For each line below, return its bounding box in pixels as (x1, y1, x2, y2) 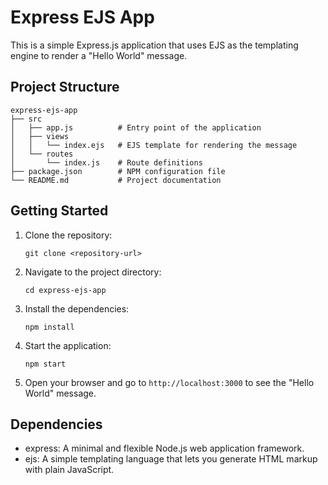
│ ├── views (10, 131, 70, 141)
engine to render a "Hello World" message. (10, 49, 188, 61)
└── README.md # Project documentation (10, 175, 222, 185)
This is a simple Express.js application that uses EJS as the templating (10, 39, 299, 51)
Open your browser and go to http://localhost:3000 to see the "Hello (24, 376, 315, 388)
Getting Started (10, 202, 109, 220)
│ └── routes (10, 149, 74, 159)
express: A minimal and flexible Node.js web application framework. (24, 442, 305, 455)
